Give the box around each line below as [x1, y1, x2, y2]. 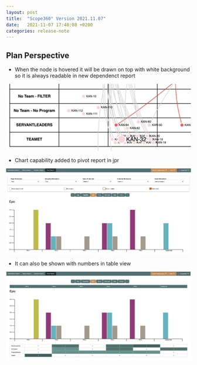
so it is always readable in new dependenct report [14, 72, 136, 79]
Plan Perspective [6, 50, 69, 60]
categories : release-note [6, 28, 69, 34]
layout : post [6, 9, 38, 15]
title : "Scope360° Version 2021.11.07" [6, 15, 107, 22]
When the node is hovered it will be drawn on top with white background [14, 66, 190, 73]
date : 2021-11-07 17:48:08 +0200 [6, 22, 93, 28]
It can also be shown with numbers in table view [14, 260, 131, 267]
